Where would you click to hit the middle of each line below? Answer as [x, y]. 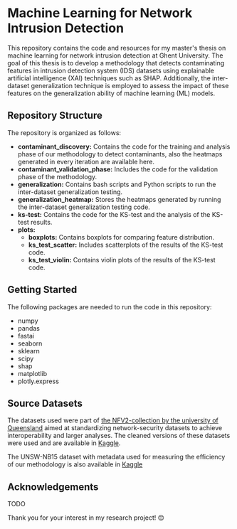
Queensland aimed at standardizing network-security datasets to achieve [115, 428]
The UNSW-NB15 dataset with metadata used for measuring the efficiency [116, 457]
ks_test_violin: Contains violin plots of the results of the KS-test [122, 260]
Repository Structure [55, 116]
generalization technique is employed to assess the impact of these [130, 85]
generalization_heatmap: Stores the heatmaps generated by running [119, 199]
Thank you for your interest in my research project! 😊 [86, 518]
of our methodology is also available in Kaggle [75, 464]
